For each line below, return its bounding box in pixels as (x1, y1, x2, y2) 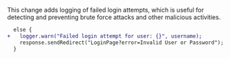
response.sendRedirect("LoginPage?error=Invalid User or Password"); (19, 39, 224, 46)
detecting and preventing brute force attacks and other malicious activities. (7, 13, 221, 21)
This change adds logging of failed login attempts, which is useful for (7, 6, 204, 14)
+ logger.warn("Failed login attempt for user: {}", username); (7, 32, 202, 40)
